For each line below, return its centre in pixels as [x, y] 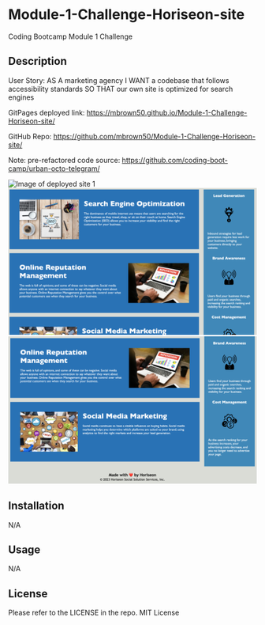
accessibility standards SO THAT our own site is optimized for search [121, 89]
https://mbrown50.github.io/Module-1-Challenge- [167, 112]
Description [37, 61]
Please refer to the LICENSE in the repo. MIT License [94, 613]
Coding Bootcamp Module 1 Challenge [70, 36]
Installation [36, 506]
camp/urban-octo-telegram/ [54, 169]
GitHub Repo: [30, 136]
